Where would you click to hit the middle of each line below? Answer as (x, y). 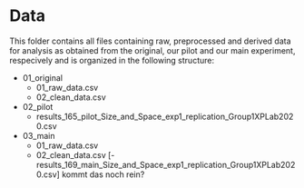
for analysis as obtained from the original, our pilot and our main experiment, (152, 50)
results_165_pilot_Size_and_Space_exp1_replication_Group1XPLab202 (165, 116)
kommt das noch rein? (103, 174)
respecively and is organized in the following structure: (112, 60)
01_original (43, 77)
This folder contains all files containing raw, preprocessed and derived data (151, 41)
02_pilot (38, 106)
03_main (39, 135)
